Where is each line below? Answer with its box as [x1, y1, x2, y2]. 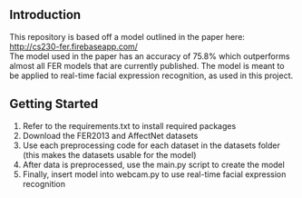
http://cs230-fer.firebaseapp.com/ [9, 41, 139, 52]
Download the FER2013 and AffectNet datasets [22, 130, 199, 141]
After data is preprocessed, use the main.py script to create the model [22, 159, 286, 170]
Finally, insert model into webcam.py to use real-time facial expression [22, 168, 287, 180]
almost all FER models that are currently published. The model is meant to [9, 60, 285, 71]
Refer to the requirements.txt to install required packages [22, 120, 237, 131]
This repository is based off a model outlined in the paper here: [9, 31, 245, 42]
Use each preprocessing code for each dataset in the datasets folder [22, 140, 281, 151]
